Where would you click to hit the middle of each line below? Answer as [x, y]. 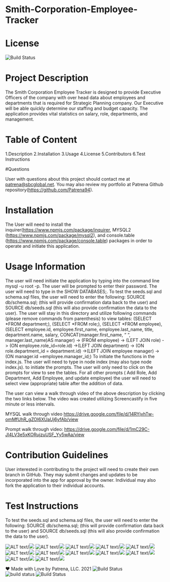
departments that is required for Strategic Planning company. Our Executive [84, 103]
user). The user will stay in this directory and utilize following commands [81, 313]
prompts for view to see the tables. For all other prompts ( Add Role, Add [81, 372]
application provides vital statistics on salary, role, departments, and [77, 114]
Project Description [47, 78]
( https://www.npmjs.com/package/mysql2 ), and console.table [70, 235]
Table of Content [41, 140]
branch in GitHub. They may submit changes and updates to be [72, 475]
